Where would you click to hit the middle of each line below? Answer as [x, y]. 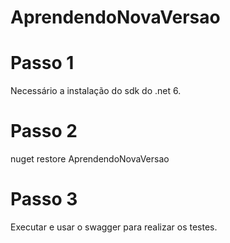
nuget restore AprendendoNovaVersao [90, 159]
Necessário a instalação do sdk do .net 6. [96, 91]
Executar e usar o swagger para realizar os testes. [114, 227]
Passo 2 [44, 131]
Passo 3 [44, 199]
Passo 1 [42, 63]
